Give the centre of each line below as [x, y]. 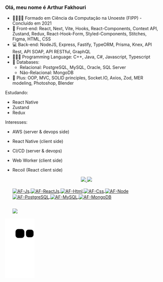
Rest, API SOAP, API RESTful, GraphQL [51, 52]
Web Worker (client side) [37, 160]
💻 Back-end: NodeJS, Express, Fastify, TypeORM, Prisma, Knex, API [82, 45]
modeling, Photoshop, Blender [43, 83]
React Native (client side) [38, 141]
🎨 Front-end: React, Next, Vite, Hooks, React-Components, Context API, [85, 29]
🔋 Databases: [26, 62]
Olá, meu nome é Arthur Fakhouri [46, 7]
